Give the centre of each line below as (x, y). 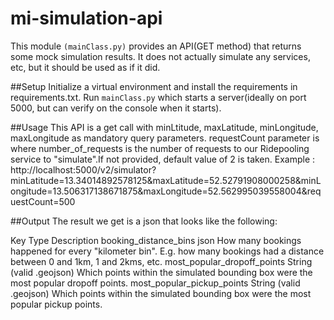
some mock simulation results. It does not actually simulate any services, (160, 56)
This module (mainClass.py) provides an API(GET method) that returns (156, 46)
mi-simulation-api (86, 18)
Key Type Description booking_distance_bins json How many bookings (156, 240)
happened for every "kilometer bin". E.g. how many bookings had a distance (167, 251)
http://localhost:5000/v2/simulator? (83, 169)
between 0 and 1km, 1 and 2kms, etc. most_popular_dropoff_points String (161, 261)
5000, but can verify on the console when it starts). (116, 108)
